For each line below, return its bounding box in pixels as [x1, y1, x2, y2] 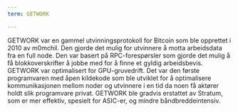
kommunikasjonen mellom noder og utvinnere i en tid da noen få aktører [7, 81, 219, 89]
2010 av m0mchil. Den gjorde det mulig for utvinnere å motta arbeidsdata [7, 43, 222, 52]
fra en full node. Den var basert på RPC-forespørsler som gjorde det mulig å [7, 51, 230, 60]
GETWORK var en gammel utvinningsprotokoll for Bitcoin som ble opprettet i [7, 36, 232, 45]
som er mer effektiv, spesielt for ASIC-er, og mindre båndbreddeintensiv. [7, 96, 221, 105]
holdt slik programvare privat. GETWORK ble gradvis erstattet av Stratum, [7, 89, 223, 97]
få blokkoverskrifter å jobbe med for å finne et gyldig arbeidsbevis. [7, 58, 203, 67]
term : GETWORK [7, 10, 50, 18]
